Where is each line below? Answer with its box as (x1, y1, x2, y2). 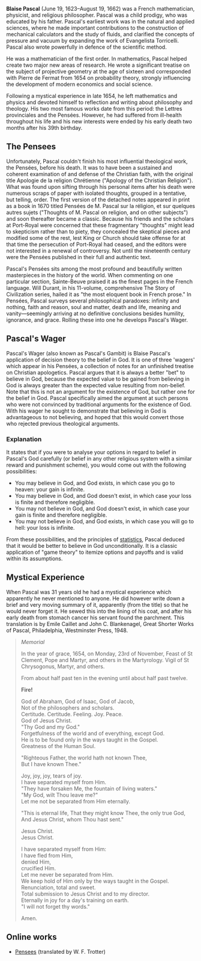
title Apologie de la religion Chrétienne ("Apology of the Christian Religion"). (6, 177, 194, 184)
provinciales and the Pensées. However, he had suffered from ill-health (6, 111, 182, 118)
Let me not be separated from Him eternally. (20, 797, 131, 805)
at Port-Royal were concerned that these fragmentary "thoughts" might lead (6, 221, 195, 229)
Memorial (20, 638, 45, 645)
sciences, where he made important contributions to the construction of (6, 24, 184, 31)
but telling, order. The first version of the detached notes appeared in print (6, 195, 190, 203)
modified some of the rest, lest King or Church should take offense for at (6, 234, 186, 241)
